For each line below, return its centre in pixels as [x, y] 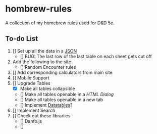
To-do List [22, 39]
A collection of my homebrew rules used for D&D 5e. [60, 23]
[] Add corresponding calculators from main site [62, 72]
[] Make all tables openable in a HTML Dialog [67, 94]
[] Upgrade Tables [31, 83]
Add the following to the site [42, 62]
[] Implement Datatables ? [46, 105]
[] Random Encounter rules [48, 67]
